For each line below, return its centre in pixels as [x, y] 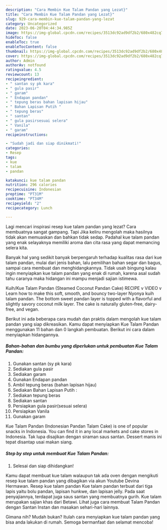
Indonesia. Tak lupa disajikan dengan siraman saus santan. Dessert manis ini [84, 437]
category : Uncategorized [31, 24]
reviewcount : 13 [22, 75]
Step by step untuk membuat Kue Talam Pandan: [57, 453]
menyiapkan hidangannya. [32, 335]
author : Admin [20, 61]
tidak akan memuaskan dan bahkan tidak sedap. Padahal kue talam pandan [83, 237]
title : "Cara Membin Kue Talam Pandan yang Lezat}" [60, 14]
